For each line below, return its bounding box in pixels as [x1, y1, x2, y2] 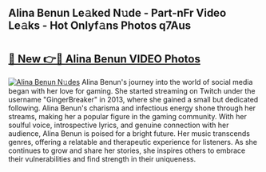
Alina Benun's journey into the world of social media [81, 78, 253, 86]
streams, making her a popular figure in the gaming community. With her [8, 112, 248, 121]
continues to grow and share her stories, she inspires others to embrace [8, 146, 246, 155]
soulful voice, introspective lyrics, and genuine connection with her [8, 120, 229, 130]
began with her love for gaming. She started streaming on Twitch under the [8, 86, 256, 95]
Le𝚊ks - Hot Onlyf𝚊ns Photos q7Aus [8, 19, 192, 33]
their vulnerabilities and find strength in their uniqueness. [8, 154, 197, 163]
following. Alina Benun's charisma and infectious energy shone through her [8, 103, 256, 113]
